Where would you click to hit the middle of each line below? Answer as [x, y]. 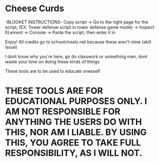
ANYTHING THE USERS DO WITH [73, 122]
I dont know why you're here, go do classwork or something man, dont [76, 56]
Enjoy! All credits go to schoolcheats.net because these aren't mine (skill [78, 41]
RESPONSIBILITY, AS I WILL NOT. [74, 153]
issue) [11, 47]
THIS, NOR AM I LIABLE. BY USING [76, 132]
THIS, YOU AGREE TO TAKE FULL [73, 143]
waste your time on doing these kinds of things [52, 61]
